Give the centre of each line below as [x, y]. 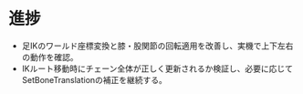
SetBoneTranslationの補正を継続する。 [94, 79]
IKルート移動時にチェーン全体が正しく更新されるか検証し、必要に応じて [157, 68]
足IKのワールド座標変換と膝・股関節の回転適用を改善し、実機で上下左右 [157, 46]
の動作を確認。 [50, 57]
